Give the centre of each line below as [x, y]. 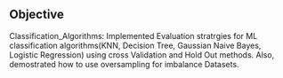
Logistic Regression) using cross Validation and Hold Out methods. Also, [142, 55]
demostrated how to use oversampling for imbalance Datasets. [124, 64]
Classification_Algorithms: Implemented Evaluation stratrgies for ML [133, 35]
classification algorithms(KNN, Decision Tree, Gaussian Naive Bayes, [135, 45]
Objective [37, 15]
